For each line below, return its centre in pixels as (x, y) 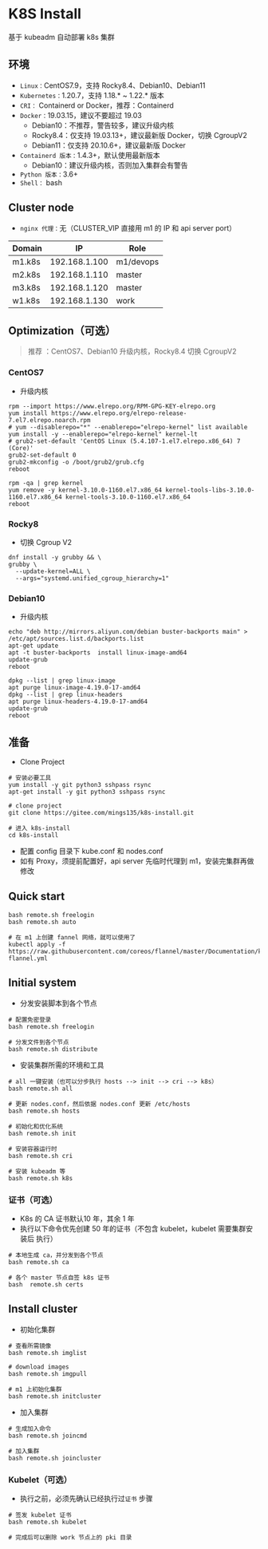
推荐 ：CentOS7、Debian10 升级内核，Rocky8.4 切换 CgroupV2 (132, 351)
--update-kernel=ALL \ (53, 571)
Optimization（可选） (62, 331)
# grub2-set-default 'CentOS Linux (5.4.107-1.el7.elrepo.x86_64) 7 (124, 441)
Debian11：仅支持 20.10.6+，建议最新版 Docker (108, 145)
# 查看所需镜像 (30, 1345)
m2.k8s (27, 275)
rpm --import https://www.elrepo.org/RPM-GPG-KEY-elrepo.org (112, 406)
